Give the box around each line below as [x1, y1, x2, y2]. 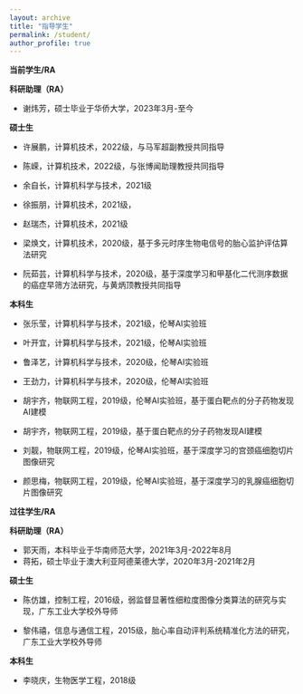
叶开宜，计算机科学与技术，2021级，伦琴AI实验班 [22, 337, 207, 349]
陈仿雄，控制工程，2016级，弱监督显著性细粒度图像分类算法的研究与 [22, 594, 279, 605]
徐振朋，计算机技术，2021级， [22, 199, 137, 210]
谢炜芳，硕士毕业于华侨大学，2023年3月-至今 [22, 103, 194, 114]
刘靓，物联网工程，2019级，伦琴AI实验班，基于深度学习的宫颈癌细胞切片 [22, 445, 294, 456]
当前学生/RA [9, 64, 56, 75]
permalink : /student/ [9, 30, 91, 39]
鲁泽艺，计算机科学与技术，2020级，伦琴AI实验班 [22, 357, 209, 368]
